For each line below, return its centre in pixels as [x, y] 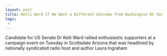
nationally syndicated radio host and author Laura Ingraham [66, 48]
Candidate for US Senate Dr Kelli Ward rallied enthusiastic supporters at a [80, 38]
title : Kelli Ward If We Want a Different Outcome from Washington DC [80, 14]
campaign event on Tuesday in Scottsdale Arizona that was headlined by [80, 43]
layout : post [19, 10]
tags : [11, 19]
